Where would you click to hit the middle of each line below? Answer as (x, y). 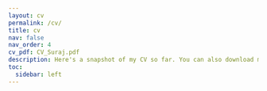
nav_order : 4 (30, 45)
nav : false (26, 38)
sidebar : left (39, 74)
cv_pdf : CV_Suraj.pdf (44, 52)
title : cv (25, 30)
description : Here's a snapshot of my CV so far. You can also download (131, 60)
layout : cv (26, 15)
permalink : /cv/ (35, 23)
